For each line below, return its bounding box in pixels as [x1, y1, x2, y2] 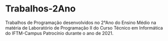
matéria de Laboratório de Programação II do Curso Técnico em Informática [5, 24, 163, 30]
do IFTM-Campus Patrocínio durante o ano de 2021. [5, 30, 114, 36]
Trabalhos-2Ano [5, 3, 76, 14]
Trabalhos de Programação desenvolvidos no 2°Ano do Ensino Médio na [5, 19, 156, 25]
